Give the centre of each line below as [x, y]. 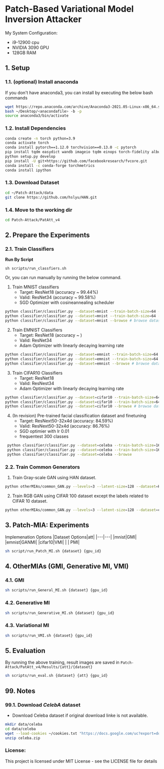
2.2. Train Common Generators [42, 467]
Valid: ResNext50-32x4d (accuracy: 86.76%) [64, 426]
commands [16, 98]
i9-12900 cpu [26, 42]
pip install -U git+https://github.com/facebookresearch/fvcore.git [76, 161]
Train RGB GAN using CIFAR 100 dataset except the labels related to [80, 496]
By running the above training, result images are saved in [62, 663]
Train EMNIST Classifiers [37, 330]
